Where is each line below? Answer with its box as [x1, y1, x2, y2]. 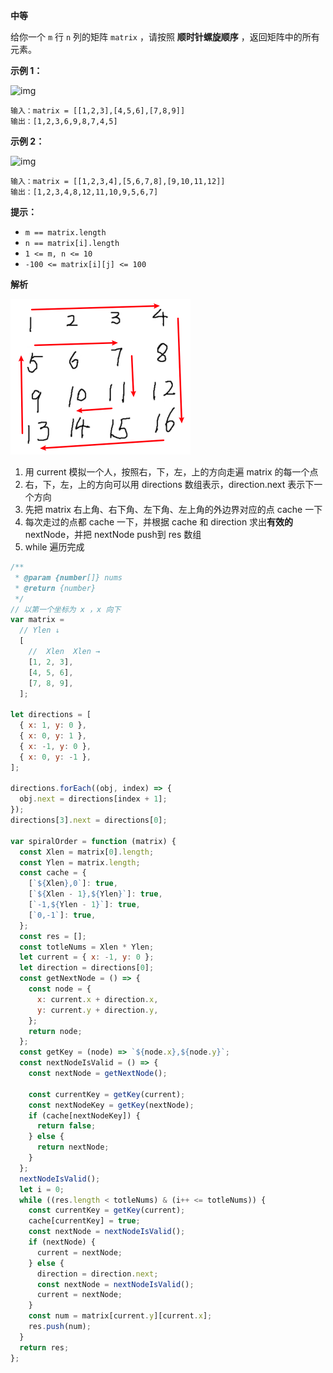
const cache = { [19, 868, 87, 878]
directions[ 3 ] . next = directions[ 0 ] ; [10, 815, 168, 825]
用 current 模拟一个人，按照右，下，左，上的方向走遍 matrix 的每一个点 [24, 466, 319, 478]
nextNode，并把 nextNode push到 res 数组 [24, 529, 202, 540]
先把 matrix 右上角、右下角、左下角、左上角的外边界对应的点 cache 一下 [24, 504, 323, 515]
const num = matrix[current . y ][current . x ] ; [28, 1311, 213, 1321]
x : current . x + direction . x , [36, 994, 159, 1004]
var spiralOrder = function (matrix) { [10, 836, 177, 846]
